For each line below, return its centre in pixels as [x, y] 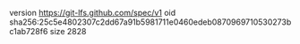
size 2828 [68, 31]
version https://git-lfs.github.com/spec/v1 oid [93, 13]
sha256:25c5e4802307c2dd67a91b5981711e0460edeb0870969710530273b [150, 22]
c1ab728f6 [29, 31]
